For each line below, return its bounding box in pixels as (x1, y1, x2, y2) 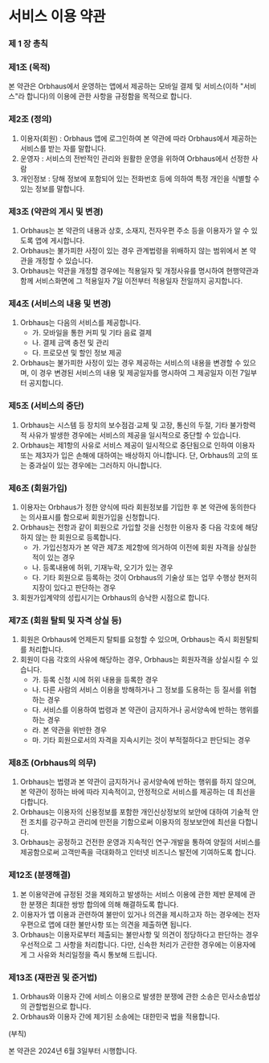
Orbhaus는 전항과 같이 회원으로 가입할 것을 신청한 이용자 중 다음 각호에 (19, 522, 243, 532)
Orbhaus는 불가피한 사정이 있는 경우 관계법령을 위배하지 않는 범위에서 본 (19, 246, 248, 255)
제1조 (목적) (8, 62, 51, 73)
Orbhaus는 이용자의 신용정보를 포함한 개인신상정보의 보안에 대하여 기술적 (19, 807, 251, 817)
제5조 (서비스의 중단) (8, 400, 84, 411)
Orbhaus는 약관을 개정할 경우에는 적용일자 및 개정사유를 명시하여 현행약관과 (19, 266, 259, 275)
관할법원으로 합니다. (28, 1002, 92, 1011)
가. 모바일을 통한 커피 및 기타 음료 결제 (31, 328, 153, 338)
